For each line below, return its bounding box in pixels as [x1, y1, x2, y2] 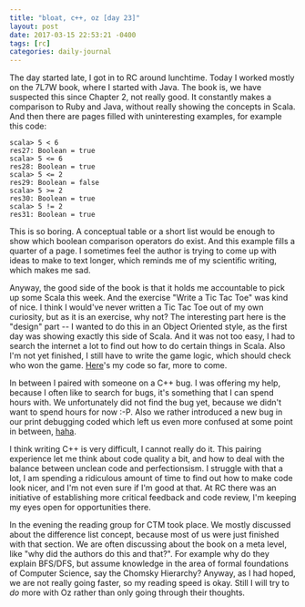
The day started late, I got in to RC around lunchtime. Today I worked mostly [9, 72, 295, 83]
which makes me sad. [9, 265, 91, 276]
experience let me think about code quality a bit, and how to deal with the [9, 453, 285, 465]
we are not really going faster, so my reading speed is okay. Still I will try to [9, 578, 290, 589]
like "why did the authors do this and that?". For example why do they [9, 549, 270, 560]
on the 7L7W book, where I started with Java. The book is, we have [9, 82, 262, 93]
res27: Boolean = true [9, 147, 96, 156]
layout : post [9, 22, 59, 31]
